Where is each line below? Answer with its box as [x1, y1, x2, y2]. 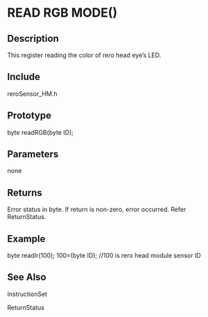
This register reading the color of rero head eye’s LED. [7, 51, 162, 59]
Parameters [7, 148, 59, 161]
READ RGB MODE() [7, 5, 118, 21]
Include [7, 71, 40, 83]
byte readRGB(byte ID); [7, 128, 74, 136]
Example [7, 233, 46, 245]
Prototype [7, 110, 52, 122]
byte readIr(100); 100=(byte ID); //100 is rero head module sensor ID [7, 252, 201, 260]
